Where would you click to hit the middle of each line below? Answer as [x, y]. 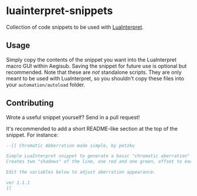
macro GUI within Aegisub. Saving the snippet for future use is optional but [96, 66]
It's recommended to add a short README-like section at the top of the [92, 129]
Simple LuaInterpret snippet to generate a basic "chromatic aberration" [98, 156]
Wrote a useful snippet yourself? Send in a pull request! [73, 117]
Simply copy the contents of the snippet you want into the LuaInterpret [91, 59]
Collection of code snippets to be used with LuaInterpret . [75, 27]
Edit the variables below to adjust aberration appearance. [81, 172]
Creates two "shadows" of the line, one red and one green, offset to [94, 162]
